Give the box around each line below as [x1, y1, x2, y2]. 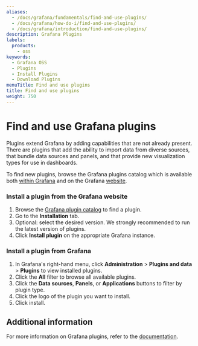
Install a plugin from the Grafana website [6, 192, 128, 201]
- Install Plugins [11, 71, 59, 77]
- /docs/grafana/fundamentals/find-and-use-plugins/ [11, 15, 147, 21]
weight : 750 [6, 93, 36, 99]
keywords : [6, 54, 31, 60]
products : [11, 43, 36, 49]
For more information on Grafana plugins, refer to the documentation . [6, 333, 179, 340]
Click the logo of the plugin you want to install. [14, 293, 131, 300]
